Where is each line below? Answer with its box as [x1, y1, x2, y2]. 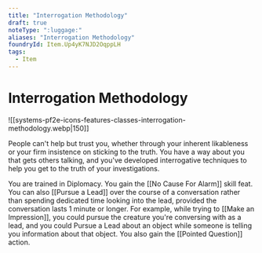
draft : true [8, 19, 47, 27]
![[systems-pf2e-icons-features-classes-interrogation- [8, 115, 186, 124]
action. [8, 237, 31, 247]
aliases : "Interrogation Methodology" [8, 33, 135, 42]
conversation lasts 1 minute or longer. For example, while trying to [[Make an [8, 203, 255, 213]
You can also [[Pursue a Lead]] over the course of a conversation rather [8, 187, 241, 196]
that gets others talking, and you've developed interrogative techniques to [8, 155, 247, 165]
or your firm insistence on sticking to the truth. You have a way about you [8, 147, 245, 156]
